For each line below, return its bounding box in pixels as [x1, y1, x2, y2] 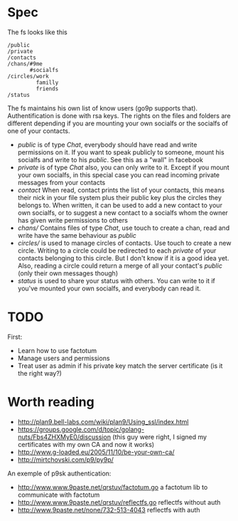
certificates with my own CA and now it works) [17, 440, 155, 448]
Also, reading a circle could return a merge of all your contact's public [17, 261, 222, 270]
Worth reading [7, 394, 94, 410]
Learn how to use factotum [17, 346, 97, 354]
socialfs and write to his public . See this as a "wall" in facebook [17, 155, 204, 164]
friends [36, 85, 59, 93]
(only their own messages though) [17, 268, 119, 278]
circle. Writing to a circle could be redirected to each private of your [17, 246, 217, 255]
